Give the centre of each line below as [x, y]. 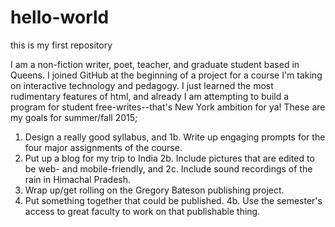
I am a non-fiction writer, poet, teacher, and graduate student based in [155, 64]
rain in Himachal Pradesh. [78, 179]
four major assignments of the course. [103, 147]
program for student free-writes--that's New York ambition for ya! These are [168, 107]
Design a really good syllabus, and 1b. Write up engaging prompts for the [175, 137]
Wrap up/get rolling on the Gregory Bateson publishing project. [154, 190]
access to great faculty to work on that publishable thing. [142, 211]
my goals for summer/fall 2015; [74, 117]
